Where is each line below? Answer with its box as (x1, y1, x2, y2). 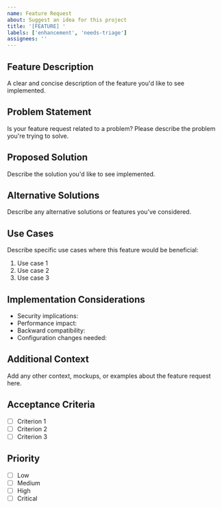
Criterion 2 (16, 424, 48, 433)
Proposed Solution (7, 152, 88, 163)
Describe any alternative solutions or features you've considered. (7, 208, 192, 216)
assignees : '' (7, 36, 48, 43)
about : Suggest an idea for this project (7, 16, 127, 23)
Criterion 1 (16, 417, 47, 425)
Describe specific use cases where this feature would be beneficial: (7, 246, 199, 254)
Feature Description (7, 61, 94, 73)
